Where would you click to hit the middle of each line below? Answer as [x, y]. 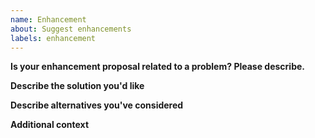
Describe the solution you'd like [77, 86]
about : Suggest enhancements [71, 29]
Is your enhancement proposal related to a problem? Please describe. [157, 67]
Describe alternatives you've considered [97, 105]
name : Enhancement [48, 19]
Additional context [50, 125]
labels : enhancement [53, 38]
